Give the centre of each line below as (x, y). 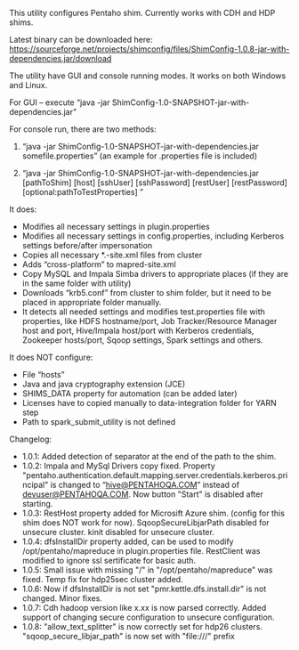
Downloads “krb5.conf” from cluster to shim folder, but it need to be (146, 292)
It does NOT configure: (51, 357)
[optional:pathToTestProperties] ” (83, 192)
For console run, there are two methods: (83, 129)
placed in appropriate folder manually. (92, 302)
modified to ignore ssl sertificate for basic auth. (109, 561)
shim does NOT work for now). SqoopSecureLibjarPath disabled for (145, 523)
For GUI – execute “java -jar (60, 102)
